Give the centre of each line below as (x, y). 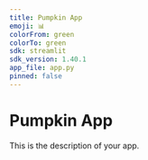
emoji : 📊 (27, 26)
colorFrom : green (42, 34)
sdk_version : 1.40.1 (48, 59)
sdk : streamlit (38, 51)
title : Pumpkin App (46, 18)
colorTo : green (38, 43)
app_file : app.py (42, 68)
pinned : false (36, 76)
